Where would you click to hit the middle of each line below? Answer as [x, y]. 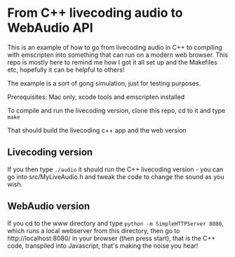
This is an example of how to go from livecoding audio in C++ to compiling [115, 47]
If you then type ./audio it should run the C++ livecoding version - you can [115, 169]
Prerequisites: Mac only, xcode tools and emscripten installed [96, 97]
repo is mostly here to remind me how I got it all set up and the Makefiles [112, 62]
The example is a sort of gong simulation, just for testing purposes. [104, 83]
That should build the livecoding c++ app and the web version [97, 130]
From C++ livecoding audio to [95, 13]
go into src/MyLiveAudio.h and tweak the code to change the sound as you [116, 176]
